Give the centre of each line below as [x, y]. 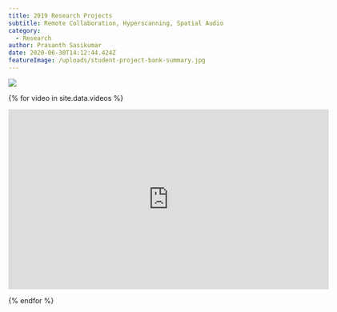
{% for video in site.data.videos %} [66, 98]
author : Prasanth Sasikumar [55, 46]
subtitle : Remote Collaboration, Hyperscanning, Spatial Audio [116, 23]
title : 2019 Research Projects [60, 16]
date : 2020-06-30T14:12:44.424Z [62, 53]
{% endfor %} [31, 300]
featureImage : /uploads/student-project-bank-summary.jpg [107, 61]
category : [25, 30]
